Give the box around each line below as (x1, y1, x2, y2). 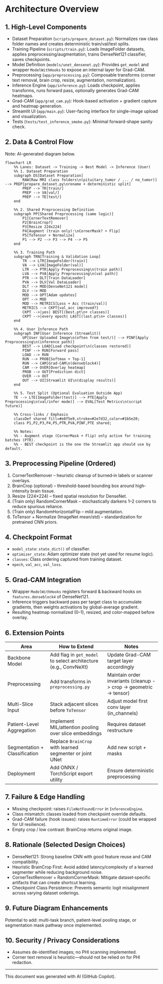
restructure (107, 727, 133, 734)
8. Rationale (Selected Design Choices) (5, 841, 126, 849)
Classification (7, 750, 39, 757)
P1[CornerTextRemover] (22, 216, 68, 220)
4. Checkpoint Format (5, 533, 72, 542)
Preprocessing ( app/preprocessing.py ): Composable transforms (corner (12, 72, 156, 78)
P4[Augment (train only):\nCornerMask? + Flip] (22, 228, 120, 234)
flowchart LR (5, 160, 32, 165)
